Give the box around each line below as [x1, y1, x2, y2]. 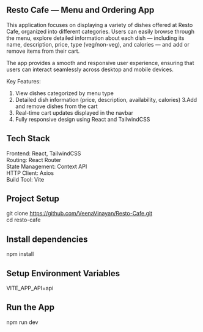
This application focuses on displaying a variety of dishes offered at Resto [6, 21, 193, 28]
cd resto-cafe [6, 216, 41, 223]
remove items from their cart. [6, 47, 80, 55]
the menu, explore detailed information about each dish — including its [6, 34, 185, 42]
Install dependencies [6, 234, 88, 244]
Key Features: [6, 77, 41, 85]
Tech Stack [6, 133, 50, 144]
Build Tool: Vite [6, 176, 45, 183]
